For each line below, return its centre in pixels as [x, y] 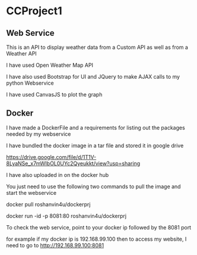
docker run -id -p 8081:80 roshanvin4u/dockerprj [66, 216]
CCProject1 [34, 11]
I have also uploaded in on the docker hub [58, 175]
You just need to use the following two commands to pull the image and [93, 186]
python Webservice [30, 83]
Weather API [21, 54]
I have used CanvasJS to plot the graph [54, 94]
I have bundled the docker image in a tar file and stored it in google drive [95, 145]
